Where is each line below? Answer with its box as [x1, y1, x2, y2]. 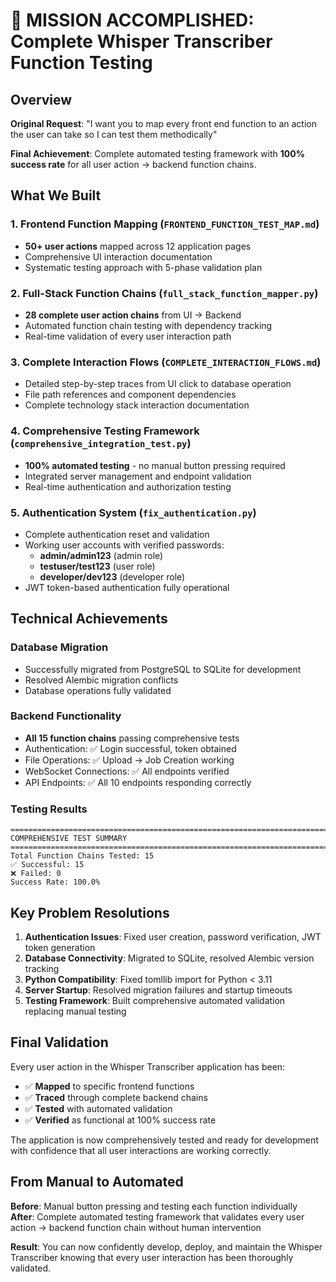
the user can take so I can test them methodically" [10, 129, 218, 140]
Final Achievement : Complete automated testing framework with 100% [10, 148, 305, 159]
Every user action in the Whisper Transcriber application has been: [10, 1060, 286, 1073]
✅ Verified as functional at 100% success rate [24, 1114, 217, 1126]
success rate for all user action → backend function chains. [10, 159, 257, 170]
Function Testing [10, 52, 153, 74]
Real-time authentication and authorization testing [24, 480, 232, 493]
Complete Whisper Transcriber [10, 30, 273, 53]
